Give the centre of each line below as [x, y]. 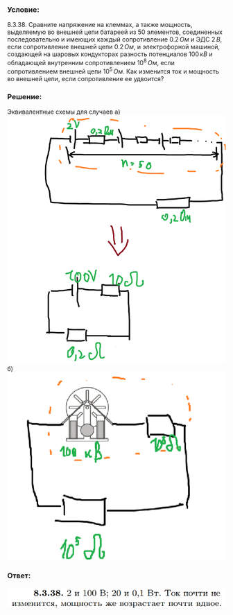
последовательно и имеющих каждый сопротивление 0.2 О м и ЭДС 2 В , [115, 40]
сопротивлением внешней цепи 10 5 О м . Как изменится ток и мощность [113, 71]
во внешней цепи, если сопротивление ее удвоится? [86, 78]
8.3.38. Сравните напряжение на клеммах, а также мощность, [100, 25]
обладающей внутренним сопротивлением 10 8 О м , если [91, 62]
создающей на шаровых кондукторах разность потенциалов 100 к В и [110, 54]
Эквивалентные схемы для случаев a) [64, 112]
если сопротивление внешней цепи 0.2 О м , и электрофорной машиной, [114, 47]
